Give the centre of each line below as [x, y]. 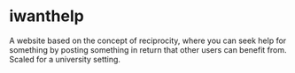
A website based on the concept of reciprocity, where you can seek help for [148, 40]
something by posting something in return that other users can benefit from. [148, 49]
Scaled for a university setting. [65, 59]
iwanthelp [47, 16]
